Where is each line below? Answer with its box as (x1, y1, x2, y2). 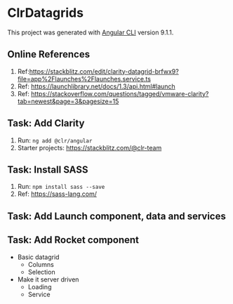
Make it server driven (17, 275, 79, 284)
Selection (27, 267, 55, 276)
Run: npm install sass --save (17, 183, 105, 191)
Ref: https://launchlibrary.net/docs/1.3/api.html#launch (17, 82, 175, 91)
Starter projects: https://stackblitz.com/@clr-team (17, 143, 162, 152)
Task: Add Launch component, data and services (7, 210, 226, 222)
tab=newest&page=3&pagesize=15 (17, 97, 119, 105)
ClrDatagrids (7, 5, 84, 21)
